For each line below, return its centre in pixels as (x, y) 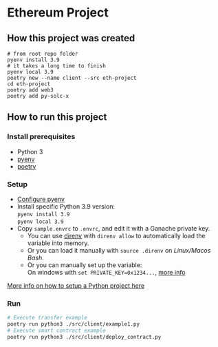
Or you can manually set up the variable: (85, 265)
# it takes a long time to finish (57, 66)
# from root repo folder (43, 54)
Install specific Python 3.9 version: (66, 206)
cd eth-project (29, 84)
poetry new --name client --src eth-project (72, 78)
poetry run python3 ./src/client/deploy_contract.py (84, 337)
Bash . (36, 257)
